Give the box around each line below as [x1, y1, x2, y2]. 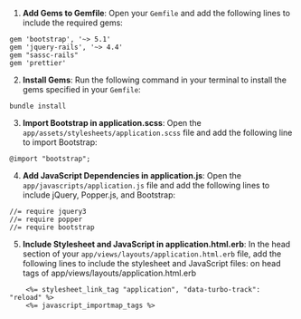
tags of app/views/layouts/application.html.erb [22, 267, 197, 278]
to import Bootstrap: [22, 137, 98, 148]
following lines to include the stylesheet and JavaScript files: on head [22, 258, 281, 268]
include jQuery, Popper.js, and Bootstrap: [22, 189, 176, 200]
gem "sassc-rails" [9, 51, 79, 60]
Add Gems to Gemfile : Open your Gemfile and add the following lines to [22, 8, 291, 18]
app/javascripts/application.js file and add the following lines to [22, 180, 270, 190]
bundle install [9, 101, 67, 111]
